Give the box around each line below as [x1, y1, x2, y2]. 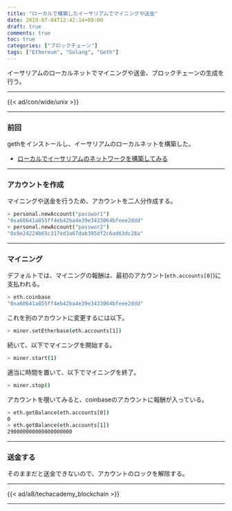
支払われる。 [7, 280, 43, 288]
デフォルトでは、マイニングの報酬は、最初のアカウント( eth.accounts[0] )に [7, 271, 222, 280]
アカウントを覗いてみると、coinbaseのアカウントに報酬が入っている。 [7, 395, 209, 404]
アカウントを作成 [7, 180, 64, 190]
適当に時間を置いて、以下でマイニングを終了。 [7, 368, 140, 376]
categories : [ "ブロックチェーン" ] [7, 42, 98, 49]
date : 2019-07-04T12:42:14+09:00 [7, 17, 104, 24]
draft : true [7, 23, 41, 30]
